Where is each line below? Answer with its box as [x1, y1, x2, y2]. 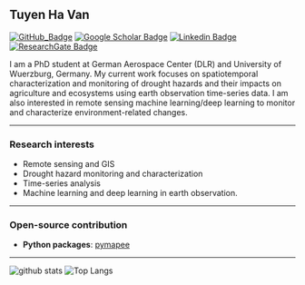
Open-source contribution [9, 219, 128, 231]
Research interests [9, 138, 95, 151]
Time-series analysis [22, 178, 102, 189]
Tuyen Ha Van [9, 7, 90, 23]
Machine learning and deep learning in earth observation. [22, 188, 238, 199]
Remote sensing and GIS [22, 159, 115, 170]
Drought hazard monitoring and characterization [22, 168, 203, 180]
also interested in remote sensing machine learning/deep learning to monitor [9, 97, 296, 108]
